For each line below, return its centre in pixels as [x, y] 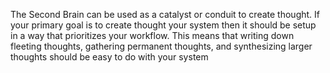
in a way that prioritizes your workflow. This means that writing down [152, 35]
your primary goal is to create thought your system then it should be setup [163, 25]
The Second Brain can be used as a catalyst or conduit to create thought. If [165, 14]
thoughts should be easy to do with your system [109, 57]
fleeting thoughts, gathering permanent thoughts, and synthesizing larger [161, 46]
